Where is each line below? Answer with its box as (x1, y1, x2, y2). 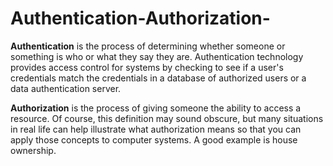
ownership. (10, 144, 57, 156)
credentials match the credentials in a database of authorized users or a (10, 72, 307, 84)
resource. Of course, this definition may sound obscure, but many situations (10, 112, 324, 124)
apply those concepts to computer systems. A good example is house (10, 133, 298, 146)
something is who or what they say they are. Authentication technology (10, 50, 304, 62)
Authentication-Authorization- (10, 7, 271, 30)
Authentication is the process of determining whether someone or (10, 40, 286, 52)
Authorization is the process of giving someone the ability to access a (10, 102, 302, 114)
